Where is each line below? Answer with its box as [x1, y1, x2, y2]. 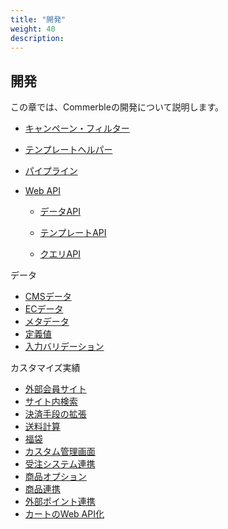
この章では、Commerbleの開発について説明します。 [10, 101, 225, 113]
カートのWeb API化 [24, 508, 105, 520]
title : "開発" [10, 14, 67, 25]
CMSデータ [24, 291, 72, 303]
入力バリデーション [24, 341, 105, 353]
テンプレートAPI [39, 227, 107, 239]
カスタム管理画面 [24, 446, 96, 458]
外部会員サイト [24, 383, 87, 395]
